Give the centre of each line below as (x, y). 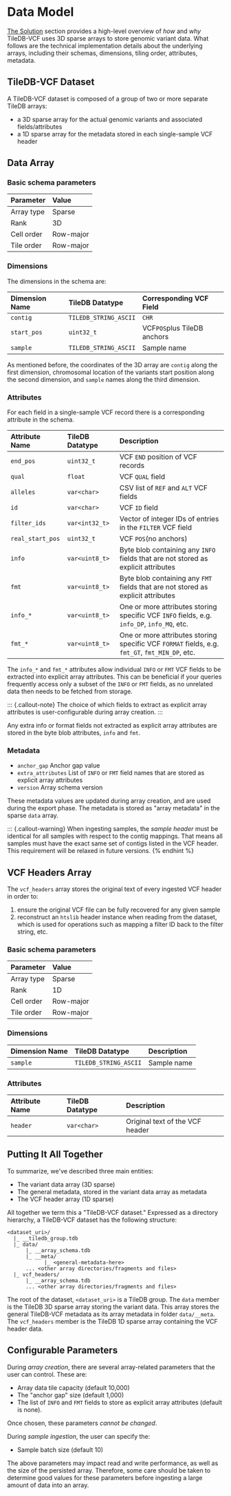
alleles (23, 492)
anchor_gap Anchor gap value (58, 766)
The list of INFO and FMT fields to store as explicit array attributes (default (119, 1402)
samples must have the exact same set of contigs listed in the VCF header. (113, 843)
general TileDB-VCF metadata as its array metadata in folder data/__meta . (111, 1314)
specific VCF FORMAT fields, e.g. (169, 644)
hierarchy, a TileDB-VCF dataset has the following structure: (92, 1220)
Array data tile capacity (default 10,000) (73, 1387)
